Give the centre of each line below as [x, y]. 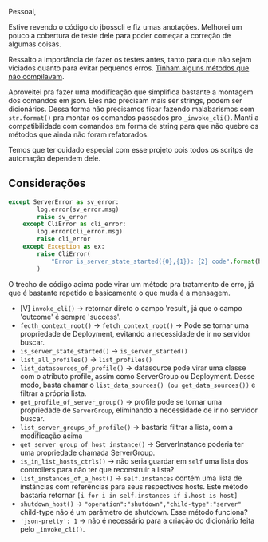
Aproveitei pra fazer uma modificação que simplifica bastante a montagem [131, 92]
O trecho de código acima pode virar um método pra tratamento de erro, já [131, 284]
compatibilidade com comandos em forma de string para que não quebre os [134, 126]
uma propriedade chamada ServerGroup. [87, 452]
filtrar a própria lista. [53, 393]
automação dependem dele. [55, 158]
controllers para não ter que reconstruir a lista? [97, 469]
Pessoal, [22, 12]
